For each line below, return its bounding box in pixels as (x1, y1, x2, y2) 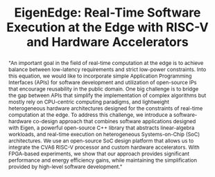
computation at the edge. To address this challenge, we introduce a (8, 111, 173, 118)
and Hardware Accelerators (26, 35, 189, 50)
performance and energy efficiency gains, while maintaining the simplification (8, 156, 198, 164)
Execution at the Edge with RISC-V (6, 19, 209, 35)
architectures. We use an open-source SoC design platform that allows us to (8, 137, 194, 145)
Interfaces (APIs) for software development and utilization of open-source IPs (8, 78, 197, 86)
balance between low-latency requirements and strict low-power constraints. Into (8, 66, 207, 73)
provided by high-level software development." (8, 162, 123, 170)
